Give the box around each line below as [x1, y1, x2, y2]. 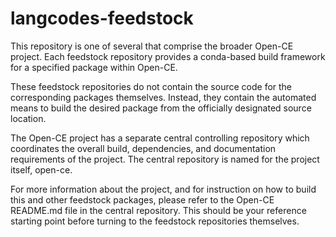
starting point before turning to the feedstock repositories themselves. [10, 215, 300, 227]
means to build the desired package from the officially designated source [10, 102, 312, 114]
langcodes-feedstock [10, 7, 194, 30]
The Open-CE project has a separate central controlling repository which [10, 132, 310, 144]
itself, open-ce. [10, 163, 73, 176]
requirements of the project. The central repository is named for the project [10, 153, 320, 165]
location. [10, 112, 47, 124]
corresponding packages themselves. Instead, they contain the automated [10, 91, 317, 103]
